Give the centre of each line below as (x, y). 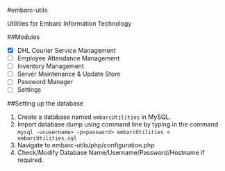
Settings (29, 90)
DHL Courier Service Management (66, 50)
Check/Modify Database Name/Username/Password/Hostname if (111, 153)
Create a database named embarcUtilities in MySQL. (94, 117)
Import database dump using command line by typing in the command (118, 124)
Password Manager (45, 82)
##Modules (24, 37)
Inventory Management (51, 66)
